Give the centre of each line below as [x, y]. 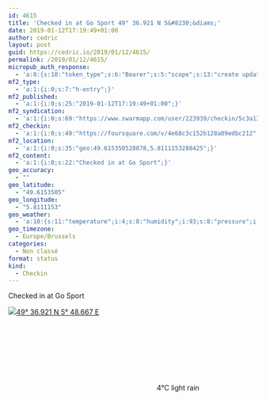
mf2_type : [25, 82]
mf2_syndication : [37, 112]
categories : [28, 244]
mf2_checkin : [30, 126]
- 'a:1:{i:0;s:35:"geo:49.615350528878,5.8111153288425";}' [116, 148]
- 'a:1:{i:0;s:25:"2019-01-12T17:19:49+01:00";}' [99, 104]
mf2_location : [32, 141]
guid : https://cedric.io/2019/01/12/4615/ [79, 52]
